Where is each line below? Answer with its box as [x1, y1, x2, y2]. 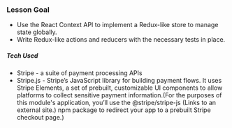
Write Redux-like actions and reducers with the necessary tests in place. [16, 35, 226, 44]
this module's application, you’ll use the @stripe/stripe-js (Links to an [16, 99, 217, 107]
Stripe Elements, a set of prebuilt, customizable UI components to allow [16, 83, 223, 92]
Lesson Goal [6, 5, 50, 15]
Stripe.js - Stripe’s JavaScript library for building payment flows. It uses [16, 77, 222, 85]
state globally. [16, 28, 57, 36]
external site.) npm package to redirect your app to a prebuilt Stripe [16, 106, 211, 114]
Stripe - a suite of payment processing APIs [16, 69, 143, 77]
